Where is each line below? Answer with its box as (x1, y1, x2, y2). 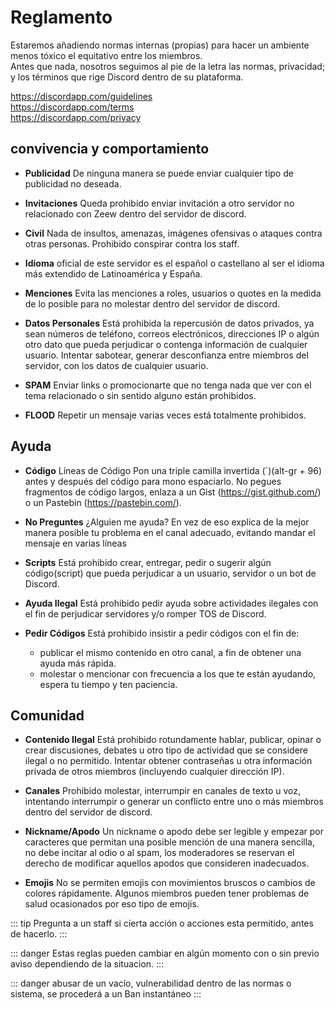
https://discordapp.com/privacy (10, 111, 142, 123)
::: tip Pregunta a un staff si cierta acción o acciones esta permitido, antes (10, 917, 314, 930)
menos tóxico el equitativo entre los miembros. (10, 49, 203, 61)
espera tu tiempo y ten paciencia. (39, 678, 178, 690)
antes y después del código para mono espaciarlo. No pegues (24, 475, 282, 487)
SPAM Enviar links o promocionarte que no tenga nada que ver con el (24, 379, 312, 391)
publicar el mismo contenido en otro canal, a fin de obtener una (39, 646, 302, 658)
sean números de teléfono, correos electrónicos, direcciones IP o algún (24, 327, 320, 340)
